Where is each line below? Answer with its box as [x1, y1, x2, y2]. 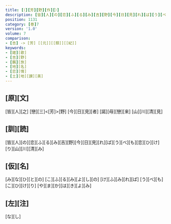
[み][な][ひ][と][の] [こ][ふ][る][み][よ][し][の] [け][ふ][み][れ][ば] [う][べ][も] [5, 176, 164, 182]
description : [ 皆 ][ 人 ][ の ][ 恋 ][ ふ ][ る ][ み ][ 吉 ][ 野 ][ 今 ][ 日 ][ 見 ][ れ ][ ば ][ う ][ [5, 12, 163, 17]
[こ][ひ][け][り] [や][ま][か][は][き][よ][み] [5, 183, 92, 189]
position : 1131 [5, 17, 38, 22]
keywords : [5, 45, 26, 50]
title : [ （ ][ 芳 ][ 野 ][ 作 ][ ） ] [5, 7, 60, 13]
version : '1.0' [5, 26, 38, 32]
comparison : [5, 36, 31, 41]
